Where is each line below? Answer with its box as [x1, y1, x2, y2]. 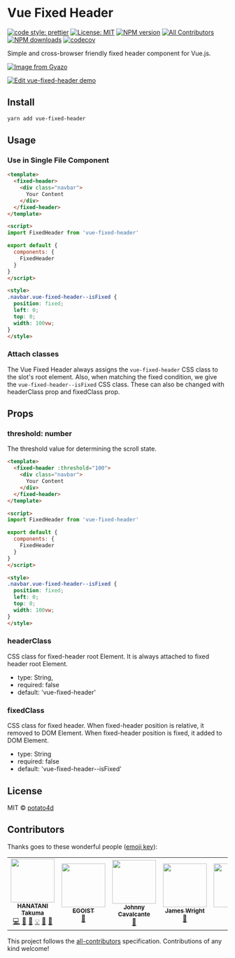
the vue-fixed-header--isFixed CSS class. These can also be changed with [7, 380, 225, 388]
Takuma [21, 908, 44, 917]
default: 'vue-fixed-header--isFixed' [17, 765, 122, 773]
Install [7, 97, 35, 108]
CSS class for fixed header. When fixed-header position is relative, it [7, 721, 204, 730]
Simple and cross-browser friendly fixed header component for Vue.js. [7, 49, 211, 57]
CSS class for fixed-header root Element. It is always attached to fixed [7, 652, 210, 661]
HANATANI [17, 901, 49, 910]
